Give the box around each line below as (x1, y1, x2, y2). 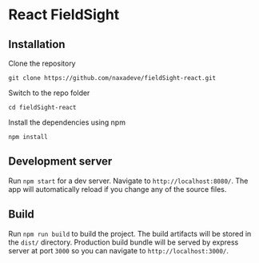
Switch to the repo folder (8, 88, 90, 98)
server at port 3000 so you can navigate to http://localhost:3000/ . (8, 245, 229, 255)
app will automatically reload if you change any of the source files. (8, 184, 227, 193)
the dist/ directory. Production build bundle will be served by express (8, 237, 239, 247)
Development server (8, 154, 113, 169)
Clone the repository (8, 58, 76, 68)
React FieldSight (8, 6, 120, 24)
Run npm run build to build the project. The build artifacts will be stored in (8, 229, 252, 238)
